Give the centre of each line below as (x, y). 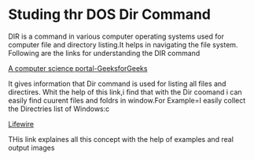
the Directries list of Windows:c (59, 109)
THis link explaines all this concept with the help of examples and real (121, 139)
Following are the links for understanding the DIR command (104, 53)
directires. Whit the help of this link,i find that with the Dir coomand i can (125, 91)
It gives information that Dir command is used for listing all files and (117, 84)
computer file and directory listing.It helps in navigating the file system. (123, 44)
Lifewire (21, 124)
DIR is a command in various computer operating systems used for (116, 36)
